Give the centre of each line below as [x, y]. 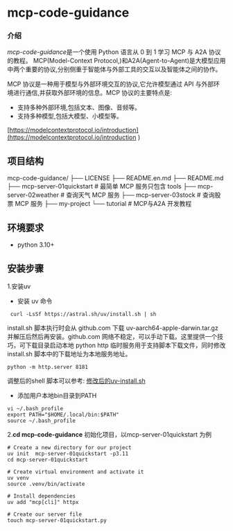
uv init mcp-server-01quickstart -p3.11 [68, 453]
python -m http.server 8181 [48, 367]
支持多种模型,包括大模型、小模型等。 [70, 116]
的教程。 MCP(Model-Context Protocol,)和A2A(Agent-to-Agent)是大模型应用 [116, 61]
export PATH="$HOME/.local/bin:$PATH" [63, 415]
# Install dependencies [42, 496]
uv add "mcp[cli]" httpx [43, 502]
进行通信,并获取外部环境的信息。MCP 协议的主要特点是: [92, 93]
